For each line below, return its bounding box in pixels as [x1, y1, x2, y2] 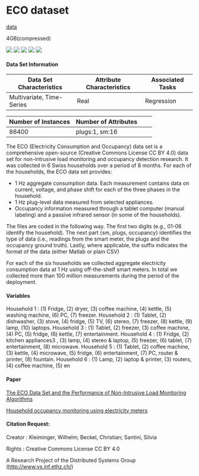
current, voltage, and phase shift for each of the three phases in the [14, 186, 181, 193]
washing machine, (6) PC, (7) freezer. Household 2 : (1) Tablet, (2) [6, 311, 167, 319]
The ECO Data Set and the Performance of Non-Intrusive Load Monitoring [6, 389, 187, 396]
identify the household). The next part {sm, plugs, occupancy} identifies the [6, 229, 191, 237]
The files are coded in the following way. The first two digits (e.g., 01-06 [6, 223, 182, 230]
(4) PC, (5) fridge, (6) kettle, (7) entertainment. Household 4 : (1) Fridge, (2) [6, 330, 190, 338]
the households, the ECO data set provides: [6, 168, 113, 175]
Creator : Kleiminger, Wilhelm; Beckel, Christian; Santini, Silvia [6, 433, 157, 440]
